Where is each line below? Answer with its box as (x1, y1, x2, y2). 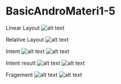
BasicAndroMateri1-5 (5, 4, 116, 18)
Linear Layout (5, 24, 40, 31)
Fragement (5, 71, 33, 78)
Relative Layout (5, 36, 44, 43)
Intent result (5, 59, 36, 66)
